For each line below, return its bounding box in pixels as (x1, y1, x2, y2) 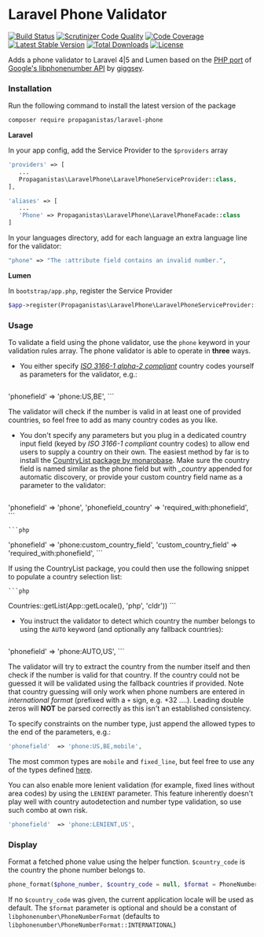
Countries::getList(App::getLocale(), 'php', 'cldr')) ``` (8, 601, 177, 611)
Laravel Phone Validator (8, 6, 167, 24)
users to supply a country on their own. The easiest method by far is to (19, 447, 250, 457)
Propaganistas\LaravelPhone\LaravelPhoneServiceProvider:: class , (18, 175, 237, 183)
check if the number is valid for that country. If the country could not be (8, 671, 240, 680)
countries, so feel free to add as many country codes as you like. (8, 415, 218, 425)
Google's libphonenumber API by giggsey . (8, 63, 145, 72)
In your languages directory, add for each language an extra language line (8, 233, 247, 243)
